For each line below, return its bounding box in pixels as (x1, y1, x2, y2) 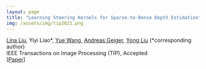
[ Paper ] (6, 56, 26, 64)
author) (6, 43, 25, 50)
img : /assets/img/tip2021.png (6, 20, 84, 26)
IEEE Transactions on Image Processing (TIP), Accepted (6, 50, 148, 57)
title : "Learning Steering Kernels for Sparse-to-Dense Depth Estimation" (6, 15, 202, 21)
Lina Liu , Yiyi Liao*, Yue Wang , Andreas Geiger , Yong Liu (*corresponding (6, 37, 192, 44)
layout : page (6, 8, 40, 15)
